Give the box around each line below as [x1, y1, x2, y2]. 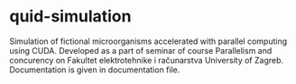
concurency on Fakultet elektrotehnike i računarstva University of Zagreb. [9, 55, 284, 65]
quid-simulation [9, 6, 132, 27]
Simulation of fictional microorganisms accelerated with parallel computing [9, 36, 288, 46]
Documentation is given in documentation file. [9, 64, 180, 75]
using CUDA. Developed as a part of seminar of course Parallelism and [9, 45, 273, 55]
